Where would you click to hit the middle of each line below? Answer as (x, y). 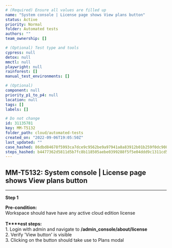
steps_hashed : (20, 152)
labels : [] (17, 109)
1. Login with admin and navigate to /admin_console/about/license (76, 229)
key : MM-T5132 (20, 128)
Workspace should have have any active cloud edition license (70, 213)
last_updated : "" (24, 142)
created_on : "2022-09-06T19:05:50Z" (44, 138)
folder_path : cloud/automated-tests (44, 133)
